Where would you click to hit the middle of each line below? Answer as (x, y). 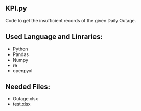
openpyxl (22, 70)
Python (20, 49)
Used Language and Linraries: (54, 37)
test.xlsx (21, 104)
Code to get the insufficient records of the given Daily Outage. (71, 20)
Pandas (21, 54)
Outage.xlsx (25, 99)
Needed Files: (28, 87)
